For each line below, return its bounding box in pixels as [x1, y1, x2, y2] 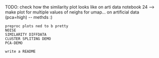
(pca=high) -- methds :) [5, 14, 53, 20]
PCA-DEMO [5, 41, 23, 45]
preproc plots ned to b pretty [5, 24, 69, 29]
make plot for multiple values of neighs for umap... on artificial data [5, 9, 140, 15]
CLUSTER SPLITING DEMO [5, 36, 51, 41]
